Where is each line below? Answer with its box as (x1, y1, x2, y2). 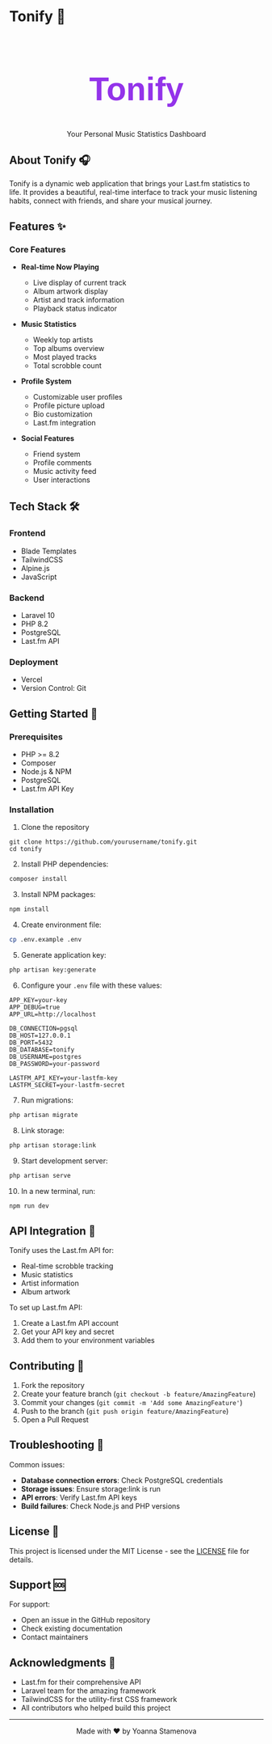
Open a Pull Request (20, 1415, 90, 1424)
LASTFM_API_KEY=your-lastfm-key (9, 1073, 118, 1082)
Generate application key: (20, 950, 107, 960)
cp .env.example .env (9, 936, 82, 944)
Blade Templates (20, 546, 77, 556)
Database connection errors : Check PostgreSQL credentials (20, 1475, 224, 1485)
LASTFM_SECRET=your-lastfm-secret (9, 1081, 126, 1089)
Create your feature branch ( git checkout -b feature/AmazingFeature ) (20, 1389, 257, 1399)
